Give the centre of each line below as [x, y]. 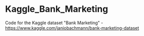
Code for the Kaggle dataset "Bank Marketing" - [54, 23]
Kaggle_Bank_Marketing [57, 9]
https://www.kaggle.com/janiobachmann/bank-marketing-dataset [72, 28]
